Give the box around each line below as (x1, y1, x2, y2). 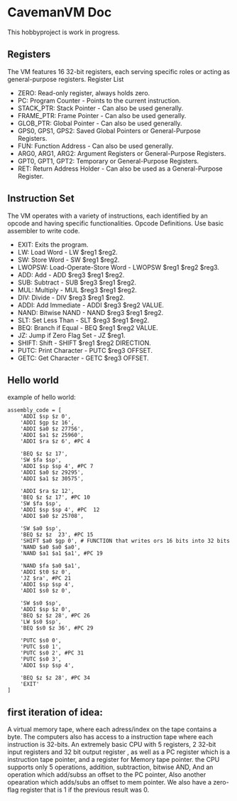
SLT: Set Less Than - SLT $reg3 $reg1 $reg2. (17, 316, 150, 324)
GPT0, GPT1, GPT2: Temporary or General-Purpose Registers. (17, 157, 199, 165)
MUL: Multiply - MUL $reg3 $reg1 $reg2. (17, 285, 137, 294)
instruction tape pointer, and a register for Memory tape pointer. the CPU (7, 755, 220, 764)
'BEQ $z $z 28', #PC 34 (20, 674, 91, 681)
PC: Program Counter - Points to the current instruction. (17, 96, 181, 105)
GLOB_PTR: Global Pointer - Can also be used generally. (17, 119, 182, 127)
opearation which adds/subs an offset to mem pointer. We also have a (7, 778, 211, 787)
